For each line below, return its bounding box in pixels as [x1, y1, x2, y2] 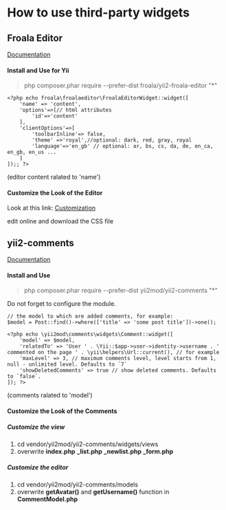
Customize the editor [7, 463, 69, 472]
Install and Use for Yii [7, 66, 69, 74]
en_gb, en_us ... [7, 149, 57, 156]
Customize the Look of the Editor [7, 188, 103, 197]
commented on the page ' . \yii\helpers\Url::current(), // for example [7, 349, 220, 356]
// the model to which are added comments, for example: [7, 313, 174, 320]
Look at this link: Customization [7, 204, 96, 212]
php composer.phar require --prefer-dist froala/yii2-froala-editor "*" [23, 81, 218, 90]
